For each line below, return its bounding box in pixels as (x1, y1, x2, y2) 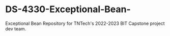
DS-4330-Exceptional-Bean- (5, 4, 131, 15)
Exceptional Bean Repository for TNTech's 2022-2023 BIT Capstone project (5, 20, 165, 26)
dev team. (5, 25, 26, 31)
